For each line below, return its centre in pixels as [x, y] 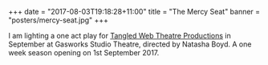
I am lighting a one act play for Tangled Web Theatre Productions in [120, 36]
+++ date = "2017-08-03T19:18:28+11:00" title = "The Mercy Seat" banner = [134, 12]
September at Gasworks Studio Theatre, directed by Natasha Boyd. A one [130, 44]
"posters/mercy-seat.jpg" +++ [59, 20]
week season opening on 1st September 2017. [84, 53]
